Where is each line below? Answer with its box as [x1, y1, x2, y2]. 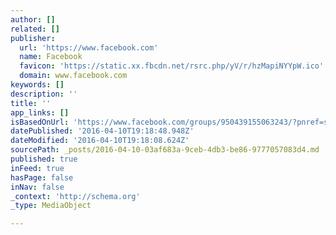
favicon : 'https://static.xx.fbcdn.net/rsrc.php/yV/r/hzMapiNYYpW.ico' [19, 61, 325, 71]
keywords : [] [10, 80, 65, 90]
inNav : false [10, 182, 65, 192]
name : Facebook [19, 52, 83, 62]
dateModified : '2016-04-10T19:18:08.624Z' [10, 136, 190, 146]
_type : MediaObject [10, 201, 92, 211]
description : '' [10, 89, 78, 99]
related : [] [10, 24, 60, 34]
